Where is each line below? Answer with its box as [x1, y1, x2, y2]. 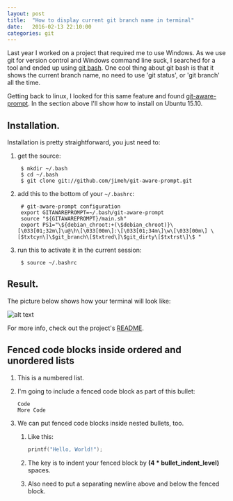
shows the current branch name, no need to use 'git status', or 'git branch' [7, 71, 220, 80]
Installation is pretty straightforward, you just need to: [7, 138, 161, 147]
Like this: [27, 432, 54, 440]
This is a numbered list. [17, 373, 85, 382]
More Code [17, 406, 47, 414]
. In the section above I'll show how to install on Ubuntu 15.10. [27, 99, 203, 108]
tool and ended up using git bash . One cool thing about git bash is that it [7, 63, 214, 72]
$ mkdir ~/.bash [20, 165, 68, 172]
